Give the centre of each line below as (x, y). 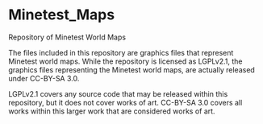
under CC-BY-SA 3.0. (44, 78)
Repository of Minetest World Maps (67, 37)
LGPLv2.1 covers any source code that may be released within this (118, 93)
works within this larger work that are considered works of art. (112, 111)
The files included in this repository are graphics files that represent (121, 52)
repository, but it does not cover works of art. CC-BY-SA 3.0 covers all (125, 102)
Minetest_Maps (62, 15)
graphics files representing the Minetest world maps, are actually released (132, 69)
